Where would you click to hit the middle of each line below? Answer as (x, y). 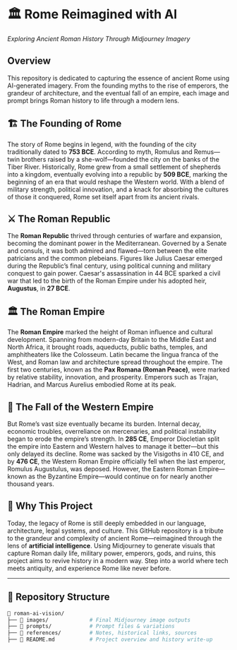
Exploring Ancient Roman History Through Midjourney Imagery (99, 39)
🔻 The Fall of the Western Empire (80, 407)
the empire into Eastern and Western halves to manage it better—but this (113, 446)
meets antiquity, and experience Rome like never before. (89, 568)
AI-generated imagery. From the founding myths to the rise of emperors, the (118, 85)
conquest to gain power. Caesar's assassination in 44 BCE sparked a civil (114, 273)
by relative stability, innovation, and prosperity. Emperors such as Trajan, (113, 377)
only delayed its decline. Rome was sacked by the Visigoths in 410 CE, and (116, 454)
